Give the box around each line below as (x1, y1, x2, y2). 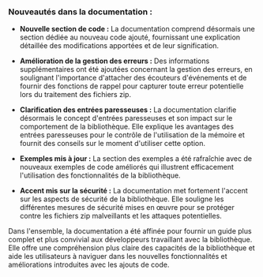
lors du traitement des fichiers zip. (19, 90, 132, 99)
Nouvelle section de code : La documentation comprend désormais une (19, 24, 255, 34)
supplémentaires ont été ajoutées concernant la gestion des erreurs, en (19, 65, 253, 74)
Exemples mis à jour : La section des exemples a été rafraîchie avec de (19, 154, 253, 163)
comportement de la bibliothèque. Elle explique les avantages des (19, 122, 235, 132)
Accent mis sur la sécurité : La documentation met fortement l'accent (19, 186, 249, 196)
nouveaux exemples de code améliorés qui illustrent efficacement (19, 163, 235, 172)
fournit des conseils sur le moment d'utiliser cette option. (19, 139, 206, 148)
